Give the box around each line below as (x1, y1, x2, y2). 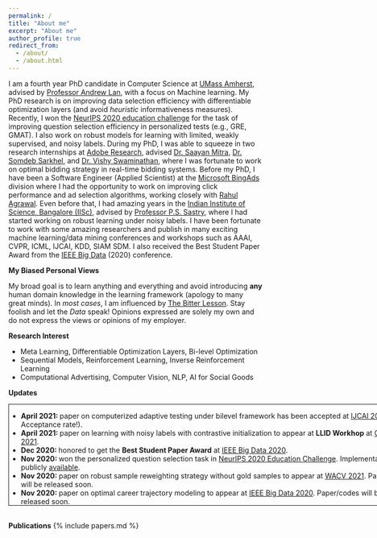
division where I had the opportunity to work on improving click (8, 181, 218, 191)
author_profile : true (8, 34, 81, 43)
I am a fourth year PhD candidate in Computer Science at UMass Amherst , (8, 78, 255, 89)
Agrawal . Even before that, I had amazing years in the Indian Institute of (8, 198, 246, 208)
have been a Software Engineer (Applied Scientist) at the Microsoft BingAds (8, 172, 260, 182)
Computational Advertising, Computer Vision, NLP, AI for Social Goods (19, 372, 254, 382)
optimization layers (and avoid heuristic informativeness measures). (8, 104, 234, 114)
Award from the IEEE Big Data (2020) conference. (8, 250, 173, 259)
